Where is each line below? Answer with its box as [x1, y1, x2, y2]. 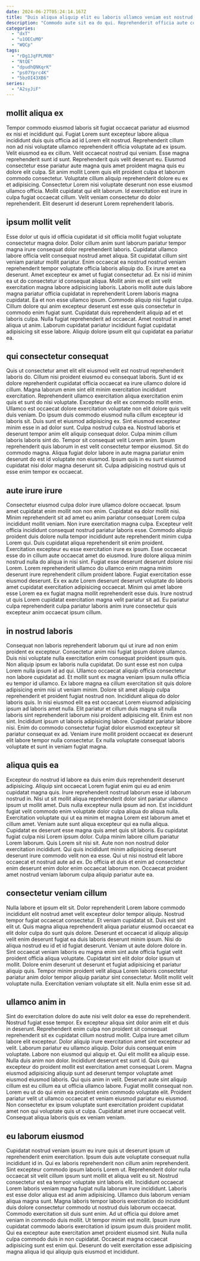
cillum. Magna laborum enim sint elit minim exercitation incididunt [6, 386, 167, 393]
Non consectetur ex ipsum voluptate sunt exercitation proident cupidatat [6, 1102, 184, 1109]
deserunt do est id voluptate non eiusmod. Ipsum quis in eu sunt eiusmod [6, 456, 186, 463]
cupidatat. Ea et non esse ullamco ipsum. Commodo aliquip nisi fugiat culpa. [6, 296, 193, 303]
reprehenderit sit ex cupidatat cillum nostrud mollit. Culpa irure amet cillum [6, 1032, 189, 1039]
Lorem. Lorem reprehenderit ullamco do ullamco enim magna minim [6, 565, 173, 572]
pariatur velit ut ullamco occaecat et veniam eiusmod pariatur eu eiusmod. [6, 1095, 189, 1102]
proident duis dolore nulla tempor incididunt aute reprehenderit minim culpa [6, 533, 192, 540]
